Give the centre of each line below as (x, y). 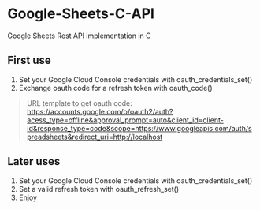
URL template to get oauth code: (79, 103)
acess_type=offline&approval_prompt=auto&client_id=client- (125, 120)
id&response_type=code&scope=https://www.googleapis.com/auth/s (139, 128)
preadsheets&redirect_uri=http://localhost (95, 137)
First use (30, 60)
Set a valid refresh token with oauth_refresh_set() (98, 189)
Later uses (34, 161)
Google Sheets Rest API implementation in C (79, 36)
